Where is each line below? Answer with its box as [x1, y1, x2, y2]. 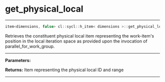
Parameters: [5, 57, 31, 63]
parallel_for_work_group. [5, 43, 55, 49]
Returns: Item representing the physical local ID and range [5, 67, 124, 73]
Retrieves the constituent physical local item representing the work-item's [5, 33, 154, 39]
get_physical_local [5, 3, 83, 15]
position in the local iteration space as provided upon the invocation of [5, 38, 148, 44]
